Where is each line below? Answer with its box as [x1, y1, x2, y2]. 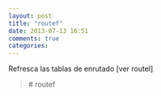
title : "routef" [8, 19, 63, 27]
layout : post [8, 11, 53, 20]
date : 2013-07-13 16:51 [8, 27, 89, 35]
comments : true [8, 34, 60, 43]
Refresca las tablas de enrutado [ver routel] [8, 64, 154, 73]
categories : [8, 42, 49, 50]
